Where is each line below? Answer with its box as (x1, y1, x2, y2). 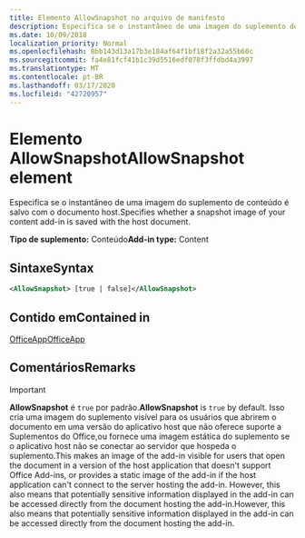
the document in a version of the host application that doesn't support (9, 460, 271, 471)
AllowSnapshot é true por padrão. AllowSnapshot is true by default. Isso (9, 402, 285, 413)
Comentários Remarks (9, 360, 136, 375)
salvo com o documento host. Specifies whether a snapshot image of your (9, 206, 286, 218)
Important (9, 384, 46, 395)
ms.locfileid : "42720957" (9, 89, 107, 98)
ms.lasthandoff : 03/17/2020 (9, 81, 116, 90)
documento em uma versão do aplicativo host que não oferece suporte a (9, 421, 282, 432)
